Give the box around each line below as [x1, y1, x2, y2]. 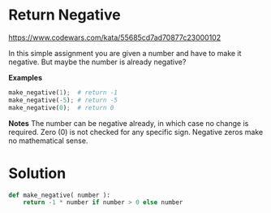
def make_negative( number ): [8, 191, 111, 199]
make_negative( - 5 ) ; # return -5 [8, 96, 118, 104]
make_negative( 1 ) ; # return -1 [8, 88, 118, 97]
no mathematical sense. [8, 136, 88, 146]
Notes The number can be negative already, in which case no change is [8, 118, 249, 128]
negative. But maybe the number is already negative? [8, 57, 187, 67]
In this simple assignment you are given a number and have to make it [8, 48, 242, 58]
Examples [8, 72, 43, 82]
